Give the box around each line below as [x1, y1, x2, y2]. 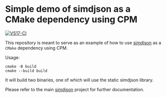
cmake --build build [5, 68, 48, 73]
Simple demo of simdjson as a [5, 3, 131, 15]
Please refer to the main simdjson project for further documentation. [5, 86, 145, 92]
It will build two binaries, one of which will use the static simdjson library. [5, 77, 154, 83]
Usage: [5, 54, 20, 60]
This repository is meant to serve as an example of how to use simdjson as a [5, 39, 162, 45]
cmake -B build [5, 64, 37, 69]
